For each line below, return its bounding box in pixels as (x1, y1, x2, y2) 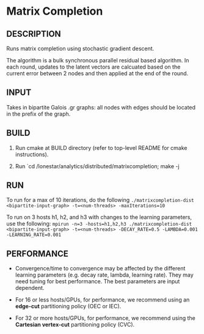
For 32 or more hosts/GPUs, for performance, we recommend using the (15, 314, 195, 322)
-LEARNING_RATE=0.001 (6, 232, 62, 238)
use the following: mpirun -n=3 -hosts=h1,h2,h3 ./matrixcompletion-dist (6, 220, 192, 228)
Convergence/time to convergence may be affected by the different (15, 265, 186, 272)
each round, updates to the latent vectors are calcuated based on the (6, 63, 181, 70)
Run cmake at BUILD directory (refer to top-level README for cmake (15, 144, 188, 151)
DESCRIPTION (6, 29, 61, 39)
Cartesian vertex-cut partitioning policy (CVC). (15, 321, 135, 328)
